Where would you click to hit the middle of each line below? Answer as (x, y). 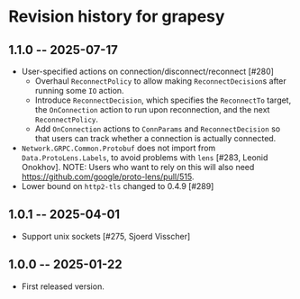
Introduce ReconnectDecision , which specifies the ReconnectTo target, (163, 100)
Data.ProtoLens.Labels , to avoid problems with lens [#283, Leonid (145, 158)
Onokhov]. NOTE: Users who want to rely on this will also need (138, 167)
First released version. (63, 286)
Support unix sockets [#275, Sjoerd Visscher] (106, 236)
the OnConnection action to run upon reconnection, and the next (152, 109)
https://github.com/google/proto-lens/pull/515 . (108, 177)
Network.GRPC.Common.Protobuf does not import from (118, 148)
